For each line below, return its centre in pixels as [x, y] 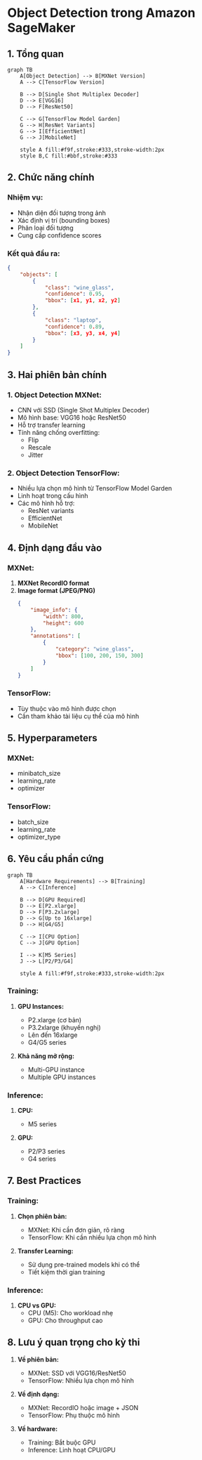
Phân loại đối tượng [45, 228]
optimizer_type [39, 837]
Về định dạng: [38, 1394]
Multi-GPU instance [56, 1069]
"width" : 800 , [63, 616]
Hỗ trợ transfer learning [51, 425]
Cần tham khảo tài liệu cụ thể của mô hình [78, 716]
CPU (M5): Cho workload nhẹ [70, 1313]
